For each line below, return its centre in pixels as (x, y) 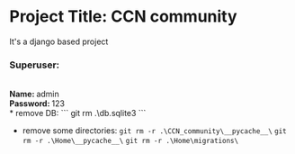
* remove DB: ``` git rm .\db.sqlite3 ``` (78, 113)
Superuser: (35, 65)
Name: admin (35, 94)
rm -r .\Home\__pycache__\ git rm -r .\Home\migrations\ (130, 141)
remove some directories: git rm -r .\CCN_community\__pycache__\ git (155, 131)
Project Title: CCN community (123, 17)
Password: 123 (37, 104)
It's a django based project (59, 41)
